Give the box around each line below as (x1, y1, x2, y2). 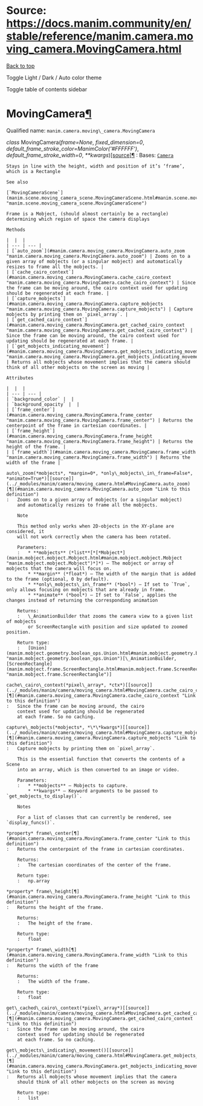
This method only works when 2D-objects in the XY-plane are (17, 523, 174, 529)
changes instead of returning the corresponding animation (6, 597, 158, 603)
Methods (6, 226, 26, 233)
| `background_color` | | (6, 396, 74, 402)
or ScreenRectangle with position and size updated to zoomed (28, 624, 188, 630)
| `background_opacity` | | (6, 401, 80, 407)
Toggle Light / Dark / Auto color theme (6, 74, 102, 81)
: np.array (17, 878, 50, 884)
